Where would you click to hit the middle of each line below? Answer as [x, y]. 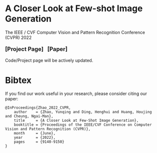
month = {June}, [35, 134]
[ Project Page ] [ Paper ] [36, 49]
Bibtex [18, 80]
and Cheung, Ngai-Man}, [29, 116]
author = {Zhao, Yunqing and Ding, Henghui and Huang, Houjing [83, 112]
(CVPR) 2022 [18, 38]
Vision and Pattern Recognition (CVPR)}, [48, 129]
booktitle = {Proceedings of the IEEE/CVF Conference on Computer [83, 125]
